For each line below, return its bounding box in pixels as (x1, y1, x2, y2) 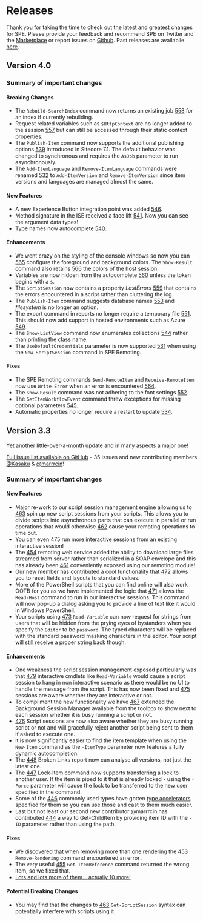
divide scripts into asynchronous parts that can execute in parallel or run (15, 516, 196, 524)
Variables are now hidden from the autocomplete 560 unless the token (15, 271, 191, 279)
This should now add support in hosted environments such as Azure (15, 316, 186, 324)
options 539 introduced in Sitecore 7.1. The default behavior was (15, 146, 176, 153)
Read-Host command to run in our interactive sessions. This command (15, 594, 190, 600)
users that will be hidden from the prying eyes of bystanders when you (15, 619, 192, 627)
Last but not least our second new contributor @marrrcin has (15, 808, 168, 815)
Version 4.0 (6, 61, 52, 71)
